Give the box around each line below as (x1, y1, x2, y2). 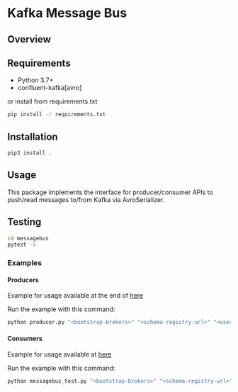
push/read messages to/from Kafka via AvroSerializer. (7, 195, 165, 203)
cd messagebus (7, 235, 50, 242)
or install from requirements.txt (7, 97, 98, 106)
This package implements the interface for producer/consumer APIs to (7, 188, 214, 196)
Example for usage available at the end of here (7, 291, 144, 300)
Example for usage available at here (7, 349, 112, 359)
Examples (7, 258, 42, 268)
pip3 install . (7, 150, 52, 157)
